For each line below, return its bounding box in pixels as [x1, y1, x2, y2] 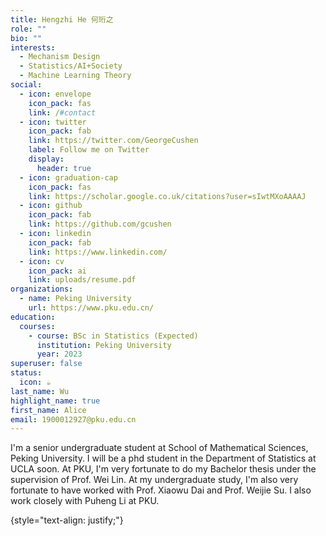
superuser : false [10, 359, 83, 369]
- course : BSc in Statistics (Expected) [28, 331, 199, 341]
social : [10, 80, 43, 90]
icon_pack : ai [28, 266, 87, 276]
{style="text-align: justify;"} [10, 514, 124, 526]
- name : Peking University [19, 294, 132, 304]
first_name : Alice [10, 405, 87, 415]
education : [10, 312, 56, 322]
